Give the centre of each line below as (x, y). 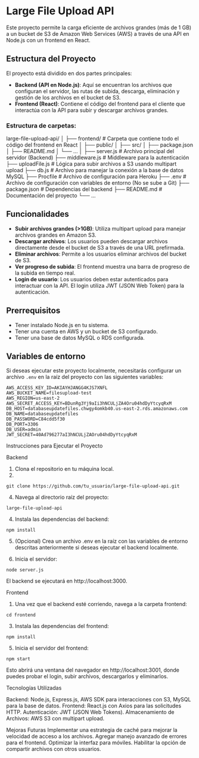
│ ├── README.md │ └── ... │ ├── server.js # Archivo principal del (90, 151)
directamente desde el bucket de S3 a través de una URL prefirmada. (100, 247)
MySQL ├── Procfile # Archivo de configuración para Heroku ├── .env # (96, 176)
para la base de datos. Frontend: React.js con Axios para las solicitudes (94, 706)
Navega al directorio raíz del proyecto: (62, 497)
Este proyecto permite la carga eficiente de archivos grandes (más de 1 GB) (99, 27)
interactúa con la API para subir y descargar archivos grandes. (91, 110)
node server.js (25, 570)
